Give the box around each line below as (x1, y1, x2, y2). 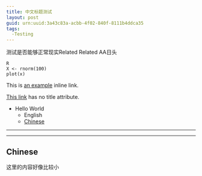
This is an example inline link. (6, 82, 79, 89)
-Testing (11, 31, 34, 37)
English (23, 112, 43, 119)
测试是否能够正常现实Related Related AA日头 (6, 49, 117, 56)
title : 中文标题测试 (6, 8, 52, 15)
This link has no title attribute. (6, 93, 80, 101)
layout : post (6, 14, 39, 20)
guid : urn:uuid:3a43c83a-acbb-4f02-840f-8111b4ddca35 (6, 20, 144, 26)
